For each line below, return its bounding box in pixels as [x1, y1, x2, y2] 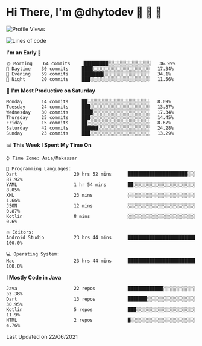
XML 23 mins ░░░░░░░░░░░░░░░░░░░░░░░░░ [6, 192, 196, 198]
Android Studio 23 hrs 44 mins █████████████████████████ [6, 234, 196, 240]
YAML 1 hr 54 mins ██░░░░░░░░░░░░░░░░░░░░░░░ [6, 181, 196, 188]
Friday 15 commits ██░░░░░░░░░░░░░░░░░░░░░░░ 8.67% [6, 120, 171, 126]
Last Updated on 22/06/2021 [6, 333, 78, 340]
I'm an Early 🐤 [6, 48, 42, 56]
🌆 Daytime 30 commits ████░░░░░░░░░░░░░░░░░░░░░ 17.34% [6, 66, 174, 72]
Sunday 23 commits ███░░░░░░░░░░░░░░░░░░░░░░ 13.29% [6, 130, 174, 136]
